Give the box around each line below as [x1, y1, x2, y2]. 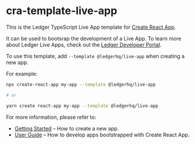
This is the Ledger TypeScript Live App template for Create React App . [6, 24, 176, 31]
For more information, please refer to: [6, 113, 97, 120]
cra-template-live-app [6, 4, 118, 18]
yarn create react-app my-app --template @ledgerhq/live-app [6, 103, 159, 109]
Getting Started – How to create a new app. [14, 125, 119, 132]
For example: [6, 70, 38, 77]
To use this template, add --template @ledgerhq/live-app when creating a [6, 52, 185, 59]
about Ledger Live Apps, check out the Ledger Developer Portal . [6, 41, 162, 48]
